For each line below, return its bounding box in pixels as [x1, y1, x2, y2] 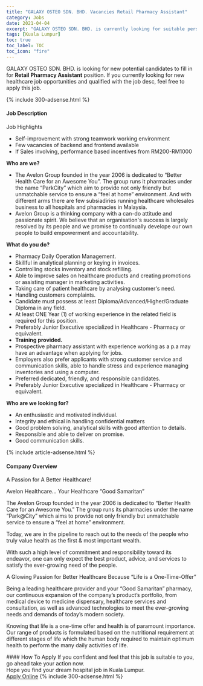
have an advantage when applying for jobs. [14, 349, 123, 356]
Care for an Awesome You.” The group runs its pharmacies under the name [6, 506, 193, 513]
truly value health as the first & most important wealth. [6, 537, 141, 544]
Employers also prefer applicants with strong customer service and [14, 355, 182, 363]
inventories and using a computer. [14, 368, 100, 375]
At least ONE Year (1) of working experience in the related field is [14, 310, 176, 318]
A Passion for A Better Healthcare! [6, 476, 92, 483]
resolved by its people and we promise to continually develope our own [14, 222, 193, 230]
